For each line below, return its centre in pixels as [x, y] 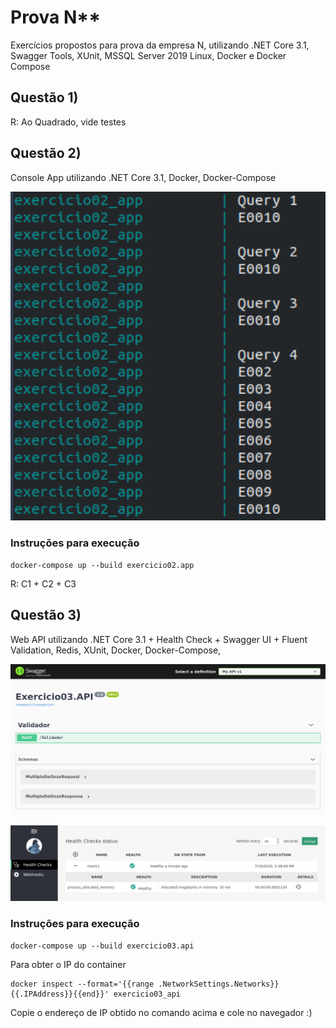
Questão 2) [46, 153]
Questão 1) [44, 97]
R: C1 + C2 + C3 [43, 583]
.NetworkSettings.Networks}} [219, 984]
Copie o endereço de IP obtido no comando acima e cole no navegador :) [161, 1012]
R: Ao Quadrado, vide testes [68, 122]
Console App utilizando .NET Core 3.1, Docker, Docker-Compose [143, 177]
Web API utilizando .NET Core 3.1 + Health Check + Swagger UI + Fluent [159, 639]
